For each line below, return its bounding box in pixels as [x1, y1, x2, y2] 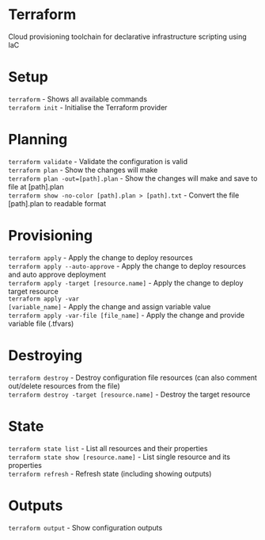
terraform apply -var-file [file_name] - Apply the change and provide [8, 310, 245, 320]
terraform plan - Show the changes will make [8, 165, 158, 174]
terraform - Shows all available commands [8, 94, 148, 104]
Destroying [8, 347, 83, 364]
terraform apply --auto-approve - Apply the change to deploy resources [8, 261, 247, 270]
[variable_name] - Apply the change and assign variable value [8, 301, 211, 311]
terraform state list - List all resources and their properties [8, 443, 208, 453]
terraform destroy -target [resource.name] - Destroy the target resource [8, 389, 251, 399]
